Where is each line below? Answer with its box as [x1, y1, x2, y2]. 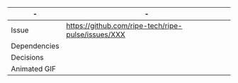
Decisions [11, 53, 44, 62]
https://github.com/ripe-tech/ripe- [66, 21, 183, 30]
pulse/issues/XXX [66, 30, 126, 39]
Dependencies [11, 41, 59, 51]
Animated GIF [11, 64, 57, 73]
